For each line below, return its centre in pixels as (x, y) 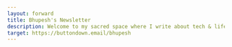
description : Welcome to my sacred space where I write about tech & (109, 26)
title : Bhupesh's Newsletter (49, 20)
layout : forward (30, 13)
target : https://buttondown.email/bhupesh (69, 33)
